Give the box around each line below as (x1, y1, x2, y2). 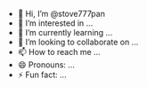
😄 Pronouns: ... (17, 59, 76, 70)
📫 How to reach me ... (17, 47, 101, 57)
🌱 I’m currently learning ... (17, 28, 113, 37)
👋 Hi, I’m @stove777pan (17, 9, 105, 19)
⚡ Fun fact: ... (17, 69, 67, 80)
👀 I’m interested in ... (17, 18, 94, 28)
